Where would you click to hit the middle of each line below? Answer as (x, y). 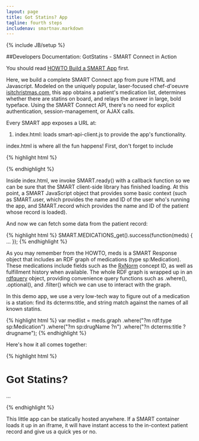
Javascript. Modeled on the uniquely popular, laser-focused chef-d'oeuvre (97, 86)
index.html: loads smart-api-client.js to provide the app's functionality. (101, 135)
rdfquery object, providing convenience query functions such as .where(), (97, 279)
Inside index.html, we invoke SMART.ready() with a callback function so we (98, 181)
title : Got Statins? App (37, 17)
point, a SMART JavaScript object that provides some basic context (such (97, 193)
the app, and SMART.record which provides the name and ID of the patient (97, 206)
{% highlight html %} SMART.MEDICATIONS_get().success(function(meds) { (99, 235)
